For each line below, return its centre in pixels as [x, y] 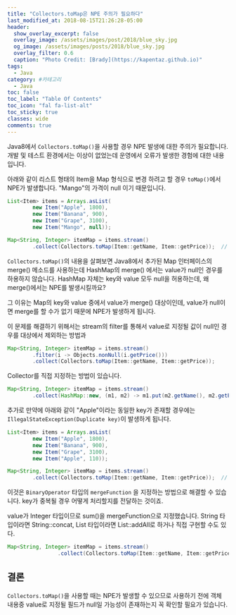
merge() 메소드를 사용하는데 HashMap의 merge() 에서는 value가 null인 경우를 [115, 269]
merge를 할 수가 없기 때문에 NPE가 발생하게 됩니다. [85, 311]
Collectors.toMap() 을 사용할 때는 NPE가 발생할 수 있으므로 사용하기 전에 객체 [115, 595]
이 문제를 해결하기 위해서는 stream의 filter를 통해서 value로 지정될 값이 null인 [113, 326]
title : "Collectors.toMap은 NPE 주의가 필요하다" [76, 14]
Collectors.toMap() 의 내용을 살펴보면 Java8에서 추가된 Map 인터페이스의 [110, 261]
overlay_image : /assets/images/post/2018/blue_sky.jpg [96, 40]
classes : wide [28, 118]
